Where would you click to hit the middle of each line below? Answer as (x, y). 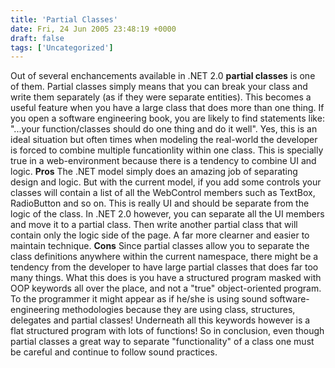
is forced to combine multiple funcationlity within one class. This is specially (167, 150)
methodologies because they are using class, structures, (178, 310)
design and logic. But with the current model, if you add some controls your (166, 182)
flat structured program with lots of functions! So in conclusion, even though (167, 331)
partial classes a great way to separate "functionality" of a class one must (162, 342)
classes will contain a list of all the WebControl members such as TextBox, (163, 193)
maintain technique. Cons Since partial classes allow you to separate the (160, 246)
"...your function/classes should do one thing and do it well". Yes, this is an (164, 129)
